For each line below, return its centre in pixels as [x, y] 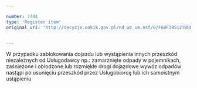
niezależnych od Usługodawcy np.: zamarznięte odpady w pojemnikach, [94, 60]
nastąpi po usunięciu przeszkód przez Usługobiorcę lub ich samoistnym [93, 73]
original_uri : [23, 27]
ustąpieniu [19, 79]
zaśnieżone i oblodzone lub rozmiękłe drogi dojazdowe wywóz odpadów [94, 66]
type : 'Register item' [34, 22]
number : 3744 [22, 16]
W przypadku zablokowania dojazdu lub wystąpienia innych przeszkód [92, 54]
